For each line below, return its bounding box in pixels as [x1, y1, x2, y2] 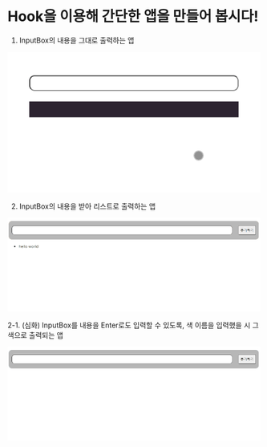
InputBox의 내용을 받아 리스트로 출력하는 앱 [18, 201, 156, 211]
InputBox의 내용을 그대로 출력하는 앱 [18, 35, 135, 45]
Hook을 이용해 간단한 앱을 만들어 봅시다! [7, 7, 259, 26]
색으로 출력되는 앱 [7, 331, 63, 340]
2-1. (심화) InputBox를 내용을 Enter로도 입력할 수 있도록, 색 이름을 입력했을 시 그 [7, 320, 260, 330]
